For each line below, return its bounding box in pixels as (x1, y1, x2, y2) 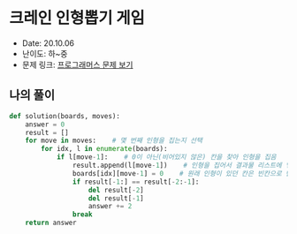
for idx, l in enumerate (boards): (41, 145, 168, 154)
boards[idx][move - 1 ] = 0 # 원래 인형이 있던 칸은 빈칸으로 (72, 169, 283, 177)
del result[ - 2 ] (88, 185, 144, 194)
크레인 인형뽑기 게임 (9, 8, 146, 28)
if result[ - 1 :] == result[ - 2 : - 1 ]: (72, 177, 200, 186)
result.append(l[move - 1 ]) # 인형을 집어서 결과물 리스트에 (72, 161, 283, 170)
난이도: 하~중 (21, 48, 68, 58)
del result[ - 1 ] (88, 193, 144, 203)
